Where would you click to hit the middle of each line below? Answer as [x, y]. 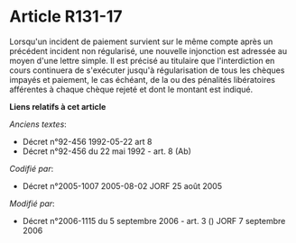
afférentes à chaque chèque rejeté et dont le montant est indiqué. [131, 89]
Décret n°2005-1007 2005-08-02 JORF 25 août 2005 [122, 185]
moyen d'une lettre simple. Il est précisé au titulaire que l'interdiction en [142, 60]
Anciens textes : [38, 124]
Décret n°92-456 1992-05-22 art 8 [87, 141]
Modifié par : [32, 203]
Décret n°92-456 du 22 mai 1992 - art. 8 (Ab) [107, 151]
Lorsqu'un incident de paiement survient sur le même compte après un [141, 41]
